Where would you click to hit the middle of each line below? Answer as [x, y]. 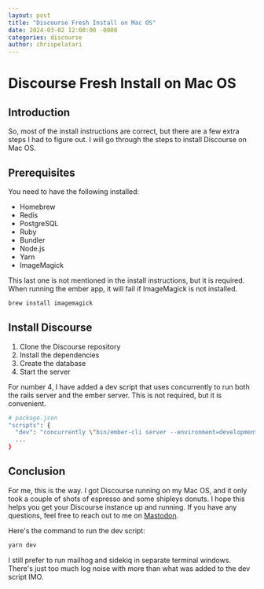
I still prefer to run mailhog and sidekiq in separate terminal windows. [120, 560]
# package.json [33, 418]
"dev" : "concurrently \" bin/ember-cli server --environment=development [137, 433]
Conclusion [37, 472]
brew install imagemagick [50, 303]
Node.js [32, 248]
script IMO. [26, 576]
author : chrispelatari [45, 45]
